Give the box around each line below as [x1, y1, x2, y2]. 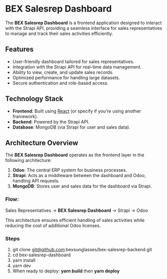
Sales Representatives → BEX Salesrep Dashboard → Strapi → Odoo [5, 207, 148, 213]
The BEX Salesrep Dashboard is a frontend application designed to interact [5, 20, 162, 26]
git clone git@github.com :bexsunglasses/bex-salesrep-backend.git [12, 246, 152, 252]
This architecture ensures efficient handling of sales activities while [5, 217, 145, 223]
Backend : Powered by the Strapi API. [12, 119, 90, 125]
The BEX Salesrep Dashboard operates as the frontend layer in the [5, 152, 144, 158]
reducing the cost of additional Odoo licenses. [5, 222, 101, 229]
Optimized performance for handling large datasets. [12, 74, 120, 81]
